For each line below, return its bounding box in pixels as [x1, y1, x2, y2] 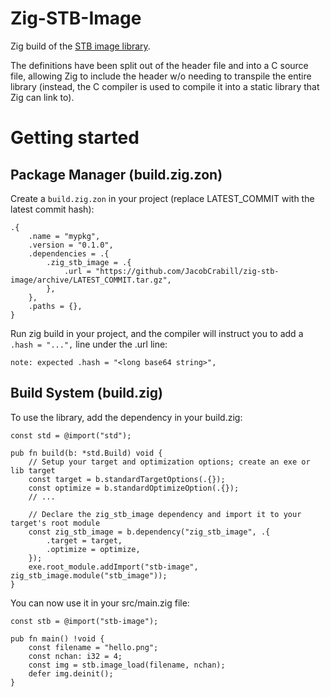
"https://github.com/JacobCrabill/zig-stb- [95, 266, 280, 276]
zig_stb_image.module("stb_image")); [10, 570, 168, 581]
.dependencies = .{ [28, 248, 110, 259]
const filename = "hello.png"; [28, 642, 159, 652]
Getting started [10, 127, 140, 149]
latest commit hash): [10, 203, 95, 215]
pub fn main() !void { [10, 633, 105, 644]
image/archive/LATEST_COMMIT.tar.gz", [10, 275, 172, 285]
